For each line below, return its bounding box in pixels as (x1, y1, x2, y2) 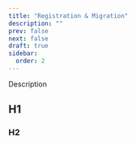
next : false (8, 34, 49, 43)
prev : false (8, 27, 49, 35)
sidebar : (8, 49, 38, 57)
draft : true (8, 42, 49, 50)
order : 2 (15, 57, 45, 66)
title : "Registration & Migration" (8, 11, 129, 20)
